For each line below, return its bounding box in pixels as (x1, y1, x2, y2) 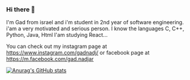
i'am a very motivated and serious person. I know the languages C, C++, (6, 25, 185, 32)
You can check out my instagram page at (6, 43, 108, 50)
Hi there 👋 (6, 5, 36, 14)
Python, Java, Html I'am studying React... (6, 31, 108, 39)
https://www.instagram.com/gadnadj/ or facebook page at (6, 49, 150, 56)
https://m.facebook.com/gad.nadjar (6, 56, 94, 63)
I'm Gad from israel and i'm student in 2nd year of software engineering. (6, 19, 184, 26)
